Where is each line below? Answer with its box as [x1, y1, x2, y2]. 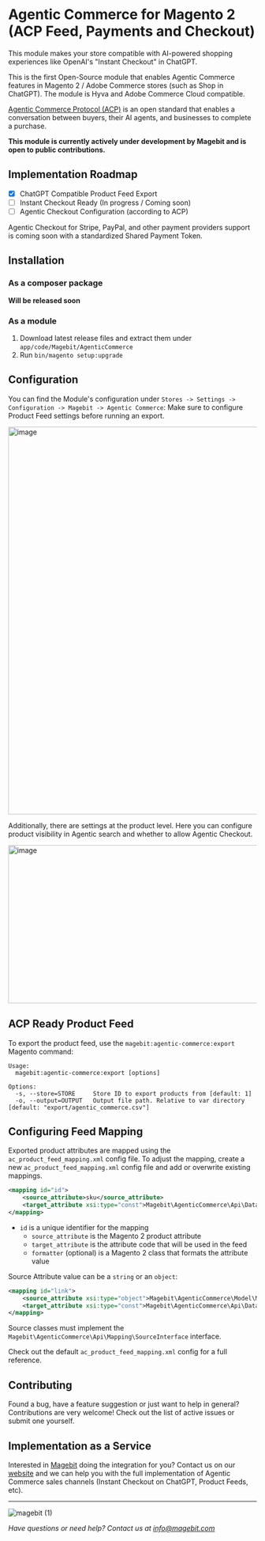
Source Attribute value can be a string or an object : [8, 1271, 178, 1281]
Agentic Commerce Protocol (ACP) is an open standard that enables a [8, 104, 235, 114]
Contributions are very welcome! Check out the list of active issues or [8, 1408, 235, 1418]
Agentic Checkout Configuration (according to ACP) [19, 206, 189, 216]
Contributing [8, 1378, 73, 1391]
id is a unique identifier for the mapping [19, 1222, 149, 1232]
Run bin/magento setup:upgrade [19, 350, 124, 359]
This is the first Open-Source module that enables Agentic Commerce [8, 72, 235, 81]
